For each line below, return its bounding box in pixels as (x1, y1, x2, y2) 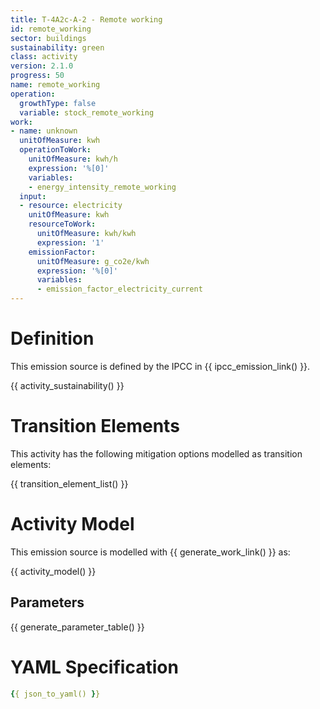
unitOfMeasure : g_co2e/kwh (36, 256, 150, 266)
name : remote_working (10, 80, 101, 90)
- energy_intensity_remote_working (28, 182, 177, 192)
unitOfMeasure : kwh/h (28, 154, 118, 164)
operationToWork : (19, 145, 92, 155)
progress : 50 (10, 71, 65, 81)
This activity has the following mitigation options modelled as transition (10, 447, 303, 460)
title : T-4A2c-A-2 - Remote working (10, 14, 163, 25)
